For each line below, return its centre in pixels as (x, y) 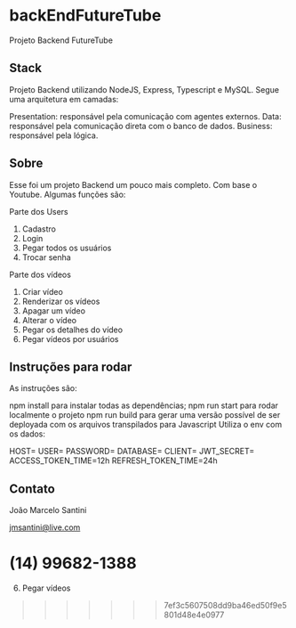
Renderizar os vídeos (61, 301)
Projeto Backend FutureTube (61, 40)
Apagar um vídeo (54, 310)
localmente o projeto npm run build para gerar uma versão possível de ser (145, 415)
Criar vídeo (43, 291)
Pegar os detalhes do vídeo (72, 330)
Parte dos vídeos (40, 274)
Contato (32, 489)
